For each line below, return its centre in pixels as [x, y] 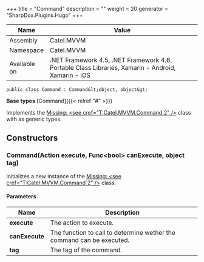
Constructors [32, 138]
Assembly [24, 40]
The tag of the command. [86, 250]
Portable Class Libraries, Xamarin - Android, [113, 68]
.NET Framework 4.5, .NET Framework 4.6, [111, 60]
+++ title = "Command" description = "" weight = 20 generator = [87, 9]
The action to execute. [82, 223]
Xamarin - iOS [70, 75]
